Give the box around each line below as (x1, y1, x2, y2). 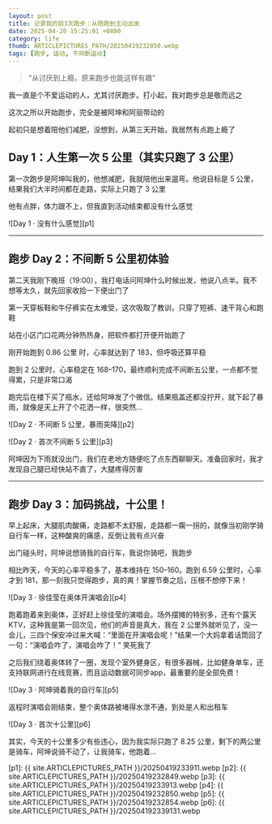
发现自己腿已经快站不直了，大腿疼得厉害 (8, 464, 143, 473)
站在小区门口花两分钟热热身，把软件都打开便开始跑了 (8, 330, 186, 339)
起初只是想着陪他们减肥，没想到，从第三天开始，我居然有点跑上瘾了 (8, 125, 236, 134)
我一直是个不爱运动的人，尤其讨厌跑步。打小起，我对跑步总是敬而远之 (8, 90, 243, 100)
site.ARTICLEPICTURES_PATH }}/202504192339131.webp (8, 806, 201, 816)
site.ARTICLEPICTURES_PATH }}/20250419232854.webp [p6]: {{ (8, 797, 225, 808)
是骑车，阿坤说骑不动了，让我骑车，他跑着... (8, 747, 157, 757)
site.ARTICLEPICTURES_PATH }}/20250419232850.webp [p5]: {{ (8, 789, 225, 799)
